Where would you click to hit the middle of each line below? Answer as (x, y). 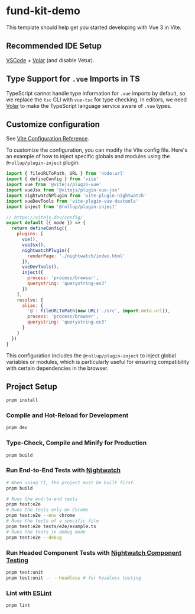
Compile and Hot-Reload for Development (67, 415)
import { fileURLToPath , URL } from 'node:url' (66, 174)
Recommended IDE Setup (54, 46)
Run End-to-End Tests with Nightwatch (64, 471)
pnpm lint (18, 605)
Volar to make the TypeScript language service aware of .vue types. (89, 105)
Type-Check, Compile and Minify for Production (77, 443)
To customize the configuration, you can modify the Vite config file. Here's (97, 150)
